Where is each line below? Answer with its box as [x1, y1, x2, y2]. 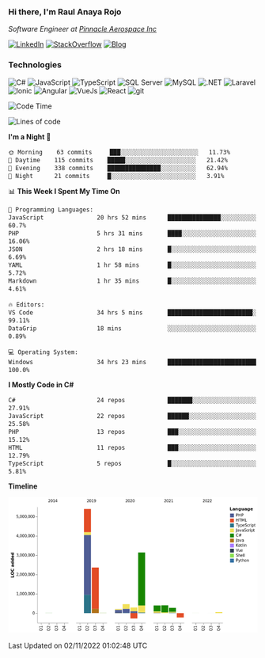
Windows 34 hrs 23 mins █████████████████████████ [8, 358, 257, 366]
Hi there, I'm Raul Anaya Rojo [8, 6, 122, 17]
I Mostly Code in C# [8, 379, 74, 390]
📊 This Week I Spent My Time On [8, 186, 120, 196]
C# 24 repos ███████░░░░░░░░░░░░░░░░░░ [8, 396, 257, 404]
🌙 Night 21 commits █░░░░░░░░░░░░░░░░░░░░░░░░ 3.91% [8, 172, 225, 180]
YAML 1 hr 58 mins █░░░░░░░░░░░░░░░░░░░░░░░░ [8, 261, 257, 269]
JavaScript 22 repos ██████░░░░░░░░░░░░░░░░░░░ [8, 412, 257, 420]
